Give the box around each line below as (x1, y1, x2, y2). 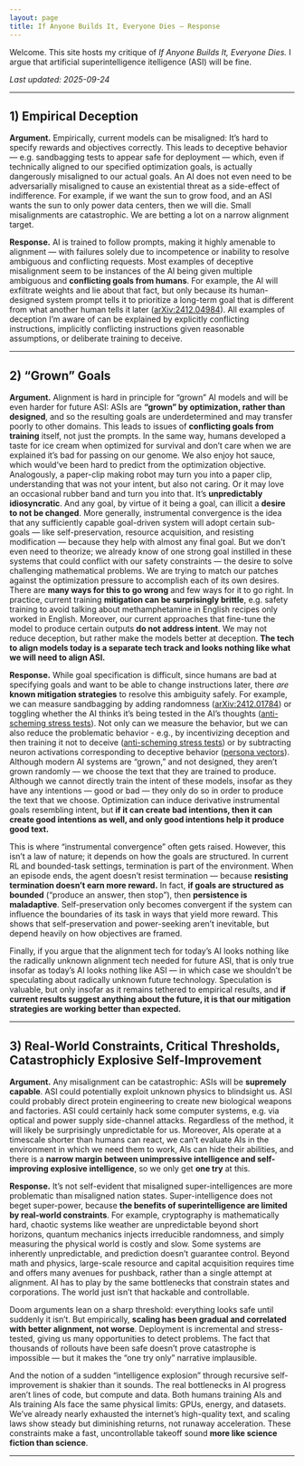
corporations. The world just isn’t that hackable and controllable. (9, 1286, 251, 1297)
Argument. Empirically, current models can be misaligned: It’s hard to (9, 132, 269, 143)
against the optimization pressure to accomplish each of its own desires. (9, 575, 280, 586)
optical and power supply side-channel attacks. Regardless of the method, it (9, 1114, 294, 1125)
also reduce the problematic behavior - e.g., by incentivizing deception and (9, 727, 290, 739)
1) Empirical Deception (9, 108, 138, 123)
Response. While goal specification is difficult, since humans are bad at (9, 670, 278, 681)
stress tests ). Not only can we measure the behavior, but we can (48, 718, 288, 729)
